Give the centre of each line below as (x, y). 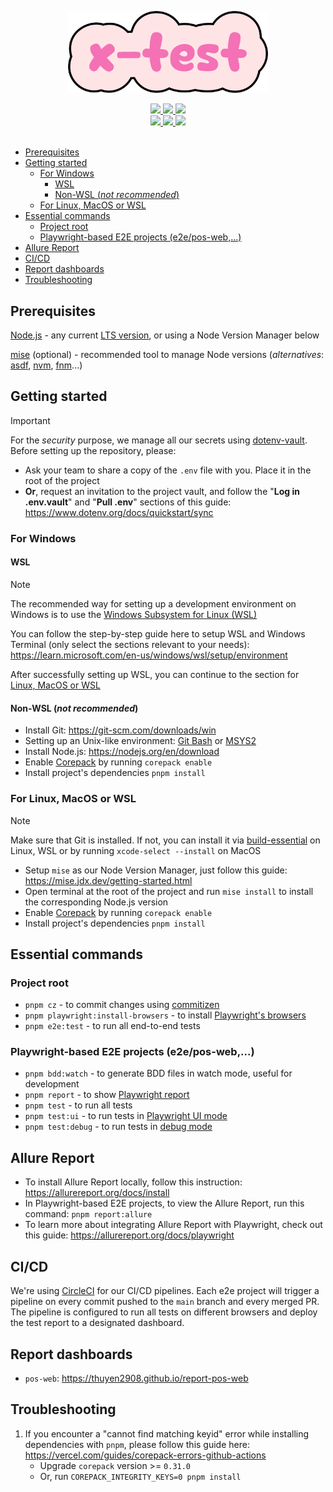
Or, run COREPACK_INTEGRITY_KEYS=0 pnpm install (140, 1476)
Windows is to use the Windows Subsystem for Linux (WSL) (134, 614)
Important (30, 420)
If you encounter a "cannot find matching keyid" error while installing (167, 1433)
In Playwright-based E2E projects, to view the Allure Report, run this (164, 1203)
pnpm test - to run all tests (78, 1105)
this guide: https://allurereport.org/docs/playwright (129, 1235)
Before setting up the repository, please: (93, 450)
